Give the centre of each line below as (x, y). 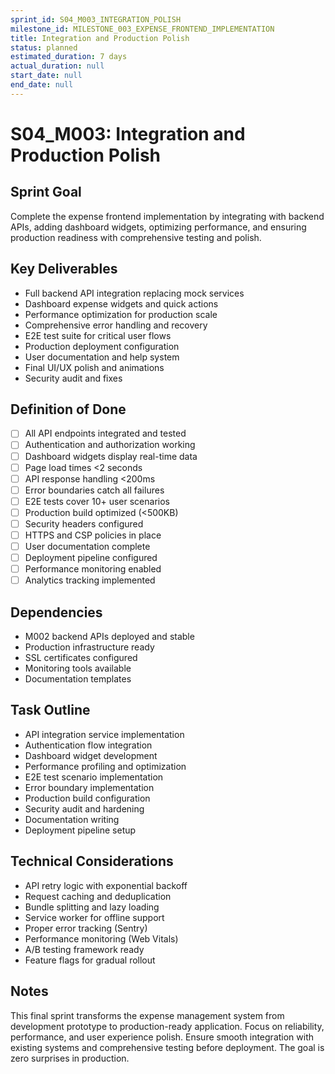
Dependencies (56, 612)
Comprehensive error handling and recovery (116, 325)
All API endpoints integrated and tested (105, 433)
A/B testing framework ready (84, 949)
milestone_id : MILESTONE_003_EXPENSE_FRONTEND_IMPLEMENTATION (142, 29)
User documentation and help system (102, 357)
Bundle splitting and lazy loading (92, 907)
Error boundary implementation (89, 787)
